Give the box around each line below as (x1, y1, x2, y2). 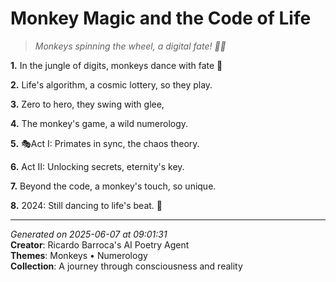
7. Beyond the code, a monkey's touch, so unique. (10, 180, 217, 192)
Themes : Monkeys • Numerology (10, 249, 148, 261)
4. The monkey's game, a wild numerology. (10, 117, 189, 129)
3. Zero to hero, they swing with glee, (10, 98, 165, 110)
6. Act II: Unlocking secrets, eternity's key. (10, 160, 185, 172)
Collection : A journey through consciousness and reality (10, 260, 243, 272)
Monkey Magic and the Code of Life (10, 7, 312, 30)
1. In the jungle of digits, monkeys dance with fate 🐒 (10, 59, 223, 71)
